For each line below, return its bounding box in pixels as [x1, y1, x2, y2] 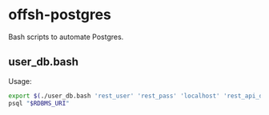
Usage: [8, 76, 32, 85]
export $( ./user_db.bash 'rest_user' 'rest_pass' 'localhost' [8, 92, 220, 100]
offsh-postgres [8, 6, 112, 24]
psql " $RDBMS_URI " [8, 99, 70, 107]
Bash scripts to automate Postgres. [8, 32, 124, 42]
